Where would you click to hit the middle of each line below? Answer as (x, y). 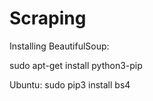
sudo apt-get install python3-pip (76, 65)
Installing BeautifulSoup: (59, 46)
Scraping (48, 18)
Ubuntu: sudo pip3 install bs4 (70, 84)
